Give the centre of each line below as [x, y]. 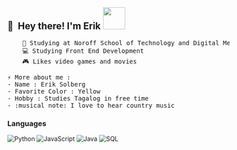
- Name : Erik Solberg [47, 84]
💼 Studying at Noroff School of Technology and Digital [121, 43]
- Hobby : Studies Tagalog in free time [78, 98]
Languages [27, 123]
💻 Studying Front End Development [83, 51]
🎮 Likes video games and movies [80, 61]
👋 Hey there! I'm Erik [54, 26]
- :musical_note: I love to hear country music [91, 105]
